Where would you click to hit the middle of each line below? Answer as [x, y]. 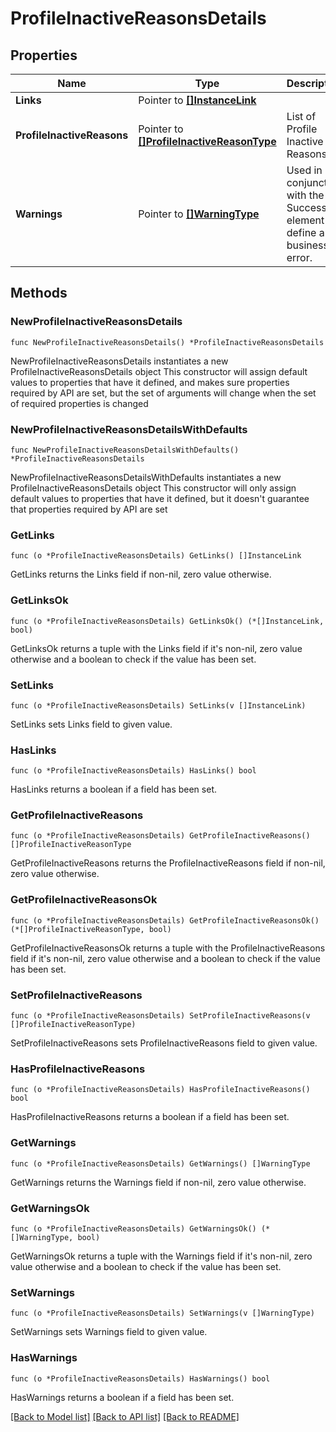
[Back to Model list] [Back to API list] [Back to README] [125, 1416]
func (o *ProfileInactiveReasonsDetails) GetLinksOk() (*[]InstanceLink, [167, 621]
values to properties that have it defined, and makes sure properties [150, 382]
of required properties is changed [79, 403]
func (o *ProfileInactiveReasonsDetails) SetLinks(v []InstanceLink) [158, 705]
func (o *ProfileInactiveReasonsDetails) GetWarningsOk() [133, 1228]
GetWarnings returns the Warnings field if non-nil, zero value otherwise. [158, 1182]
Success [306, 207]
